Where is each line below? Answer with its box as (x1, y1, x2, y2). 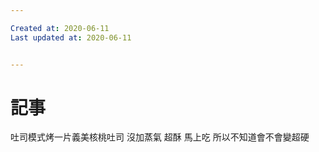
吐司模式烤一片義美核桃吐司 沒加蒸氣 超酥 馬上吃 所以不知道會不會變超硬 (10, 131, 310, 143)
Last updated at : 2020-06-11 (10, 32, 132, 43)
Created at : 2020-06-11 (10, 23, 110, 33)
